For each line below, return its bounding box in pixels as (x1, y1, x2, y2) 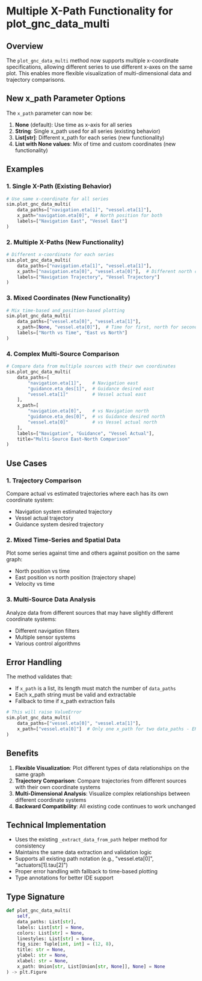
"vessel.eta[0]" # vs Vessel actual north (28, 419, 158, 425)
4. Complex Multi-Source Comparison (6, 349, 120, 358)
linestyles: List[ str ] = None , (17, 935, 96, 942)
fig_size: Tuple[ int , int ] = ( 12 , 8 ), (17, 941, 114, 947)
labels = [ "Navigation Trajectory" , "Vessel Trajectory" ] (17, 274, 161, 280)
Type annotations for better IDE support (14, 874, 114, 882)
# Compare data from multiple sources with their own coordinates (6, 363, 176, 369)
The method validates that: (6, 673, 73, 680)
